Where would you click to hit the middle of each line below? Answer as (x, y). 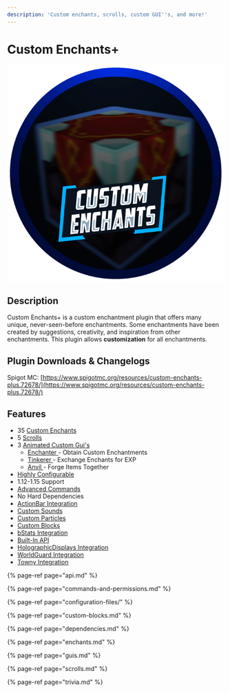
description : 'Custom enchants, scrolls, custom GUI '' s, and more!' (107, 14)
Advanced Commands (49, 489)
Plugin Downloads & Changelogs (79, 361)
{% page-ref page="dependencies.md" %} (68, 629)
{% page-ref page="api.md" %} (52, 575)
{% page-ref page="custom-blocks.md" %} (70, 615)
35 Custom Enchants (47, 430)
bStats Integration (42, 533)
